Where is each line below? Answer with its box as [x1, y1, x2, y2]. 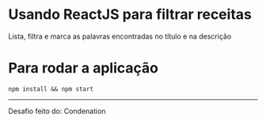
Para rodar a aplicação [8, 59, 158, 77]
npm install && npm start [8, 85, 93, 93]
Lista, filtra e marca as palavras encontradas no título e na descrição [8, 31, 232, 41]
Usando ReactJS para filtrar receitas [8, 6, 252, 24]
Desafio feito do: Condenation [8, 106, 106, 116]
